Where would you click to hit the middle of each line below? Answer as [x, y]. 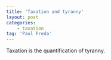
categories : [21, 23]
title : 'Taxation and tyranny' [45, 12]
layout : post [22, 17]
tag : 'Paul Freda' [29, 34]
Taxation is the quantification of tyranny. [56, 50]
